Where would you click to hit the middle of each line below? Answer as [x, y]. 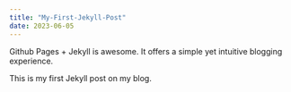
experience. [31, 61]
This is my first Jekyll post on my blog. [81, 78]
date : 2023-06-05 [42, 26]
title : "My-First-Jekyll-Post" [68, 17]
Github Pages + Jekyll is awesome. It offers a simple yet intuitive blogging [146, 51]
